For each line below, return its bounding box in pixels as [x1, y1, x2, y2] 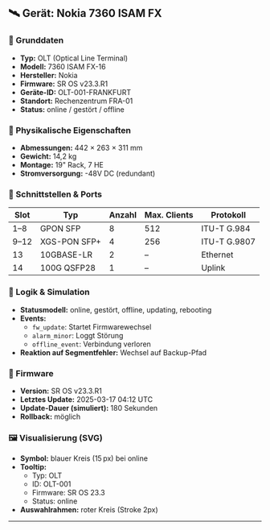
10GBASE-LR [39, 249, 92, 260]
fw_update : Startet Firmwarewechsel [31, 321, 152, 332]
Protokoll [211, 209, 247, 221]
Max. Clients [144, 209, 194, 221]
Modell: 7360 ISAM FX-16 [19, 61, 106, 71]
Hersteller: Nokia [19, 70, 78, 80]
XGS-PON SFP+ [39, 236, 102, 247]
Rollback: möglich [19, 412, 81, 421]
